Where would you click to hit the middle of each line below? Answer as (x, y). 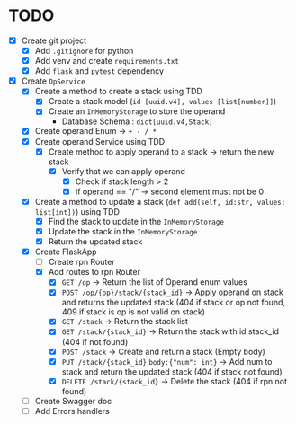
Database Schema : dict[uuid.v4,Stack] (137, 121)
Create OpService (54, 81)
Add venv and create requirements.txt (107, 61)
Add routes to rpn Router (94, 272)
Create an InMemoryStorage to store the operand (137, 111)
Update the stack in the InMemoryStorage (123, 231)
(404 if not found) (95, 341)
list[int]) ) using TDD (77, 211)
